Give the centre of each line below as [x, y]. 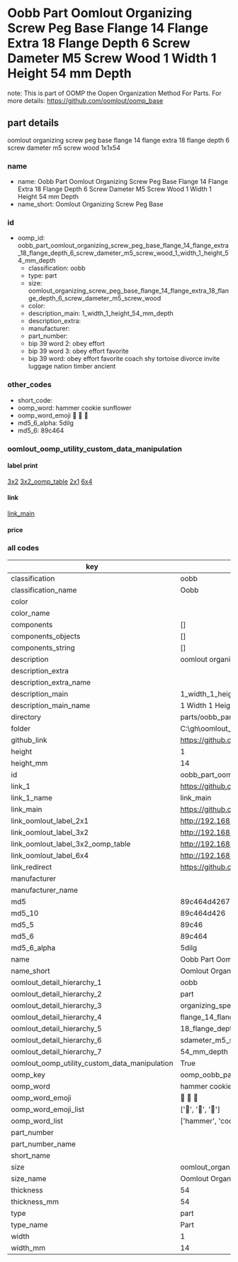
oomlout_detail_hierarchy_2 [56, 994]
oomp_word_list [37, 1121]
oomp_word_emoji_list [48, 1109]
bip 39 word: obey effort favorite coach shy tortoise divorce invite [124, 359]
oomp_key [28, 1075]
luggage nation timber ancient [72, 366]
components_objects [46, 636]
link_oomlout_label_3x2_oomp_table [71, 844]
